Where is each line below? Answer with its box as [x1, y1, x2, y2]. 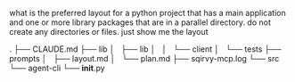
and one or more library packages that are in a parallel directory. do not [9, 17, 272, 28]
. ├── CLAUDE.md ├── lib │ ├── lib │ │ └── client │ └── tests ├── [9, 44, 282, 54]
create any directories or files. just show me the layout [9, 27, 209, 37]
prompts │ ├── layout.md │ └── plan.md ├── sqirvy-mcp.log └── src [9, 53, 280, 63]
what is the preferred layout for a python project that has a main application [9, 8, 287, 18]
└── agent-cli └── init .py [9, 62, 105, 73]
